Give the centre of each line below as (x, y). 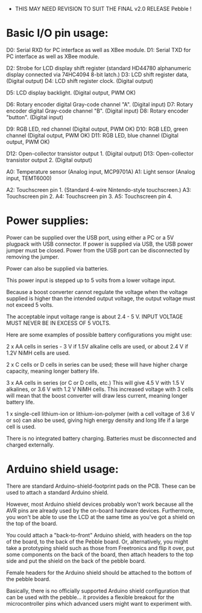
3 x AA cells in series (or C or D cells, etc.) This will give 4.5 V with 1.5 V (96, 382)
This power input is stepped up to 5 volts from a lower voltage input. (91, 280)
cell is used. (21, 427)
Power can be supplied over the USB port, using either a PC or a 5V (90, 237)
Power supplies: (48, 221)
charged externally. (30, 445)
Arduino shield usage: (62, 469)
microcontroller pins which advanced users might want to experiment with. (99, 603)
